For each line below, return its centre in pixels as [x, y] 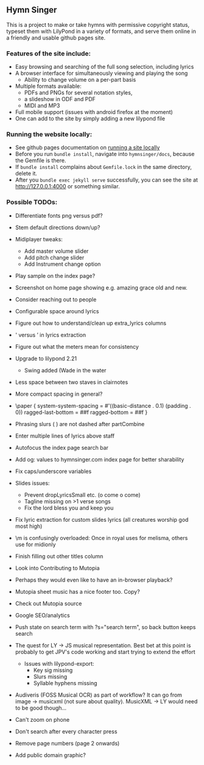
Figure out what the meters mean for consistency [77, 346]
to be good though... [41, 708]
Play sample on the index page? [55, 276]
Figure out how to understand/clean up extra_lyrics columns [90, 323]
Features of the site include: [49, 53]
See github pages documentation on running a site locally [87, 148]
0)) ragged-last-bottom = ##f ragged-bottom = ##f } [81, 412]
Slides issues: [32, 483]
